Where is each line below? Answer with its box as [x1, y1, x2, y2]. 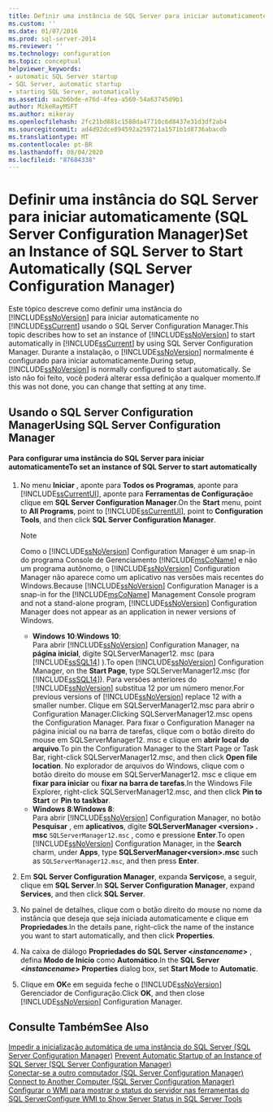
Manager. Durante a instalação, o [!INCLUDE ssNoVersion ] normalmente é [8, 347, 254, 357]
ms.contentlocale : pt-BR [8, 140, 93, 149]
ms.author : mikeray [8, 111, 75, 119]
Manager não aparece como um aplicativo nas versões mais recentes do [19, 572, 264, 582]
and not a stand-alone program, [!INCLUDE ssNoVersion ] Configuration [19, 598, 258, 608]
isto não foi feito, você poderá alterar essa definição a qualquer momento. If [8, 373, 262, 383]
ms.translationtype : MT [8, 133, 89, 141]
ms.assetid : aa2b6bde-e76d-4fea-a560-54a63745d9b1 [8, 95, 184, 103]
